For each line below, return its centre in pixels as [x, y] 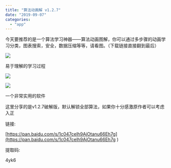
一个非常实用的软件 [25, 96]
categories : [18, 19]
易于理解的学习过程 [25, 66]
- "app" [18, 24]
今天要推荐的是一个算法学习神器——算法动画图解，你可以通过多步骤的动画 [83, 39]
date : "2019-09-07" [26, 15]
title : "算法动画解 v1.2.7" [33, 10]
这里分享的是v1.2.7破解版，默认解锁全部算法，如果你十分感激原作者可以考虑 [85, 107]
